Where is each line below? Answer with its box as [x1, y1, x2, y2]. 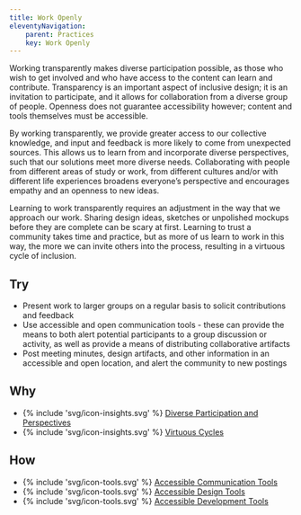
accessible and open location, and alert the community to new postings [22, 358, 288, 368]
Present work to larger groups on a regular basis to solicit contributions [22, 300, 286, 311]
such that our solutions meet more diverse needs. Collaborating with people [9, 156, 290, 167]
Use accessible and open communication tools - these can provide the [22, 320, 285, 331]
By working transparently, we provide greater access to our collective [9, 128, 267, 139]
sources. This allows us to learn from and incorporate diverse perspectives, [9, 147, 289, 158]
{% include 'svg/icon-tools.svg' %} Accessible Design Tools [22, 486, 245, 497]
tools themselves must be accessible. [9, 111, 148, 121]
